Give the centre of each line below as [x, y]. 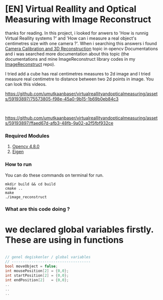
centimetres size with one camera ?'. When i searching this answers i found [81, 43]
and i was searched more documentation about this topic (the [67, 54]
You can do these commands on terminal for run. [54, 175]
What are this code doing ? [37, 209]
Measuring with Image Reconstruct [78, 19]
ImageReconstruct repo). [30, 64]
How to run [18, 164]
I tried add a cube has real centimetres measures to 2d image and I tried [78, 74]
